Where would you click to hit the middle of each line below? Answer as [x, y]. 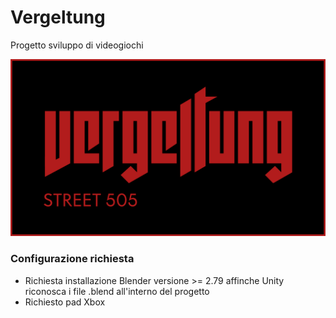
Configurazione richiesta [72, 259]
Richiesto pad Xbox [65, 302]
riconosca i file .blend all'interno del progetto [117, 291]
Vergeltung [58, 17]
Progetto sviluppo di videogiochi [77, 45]
